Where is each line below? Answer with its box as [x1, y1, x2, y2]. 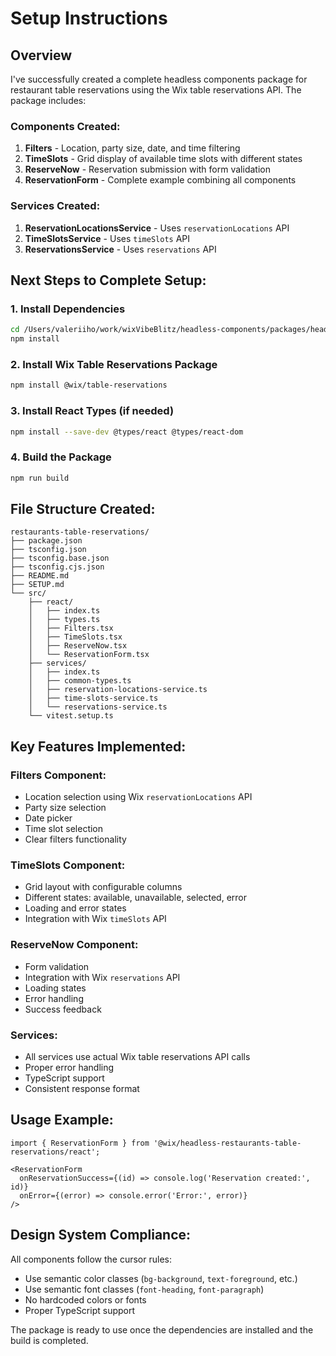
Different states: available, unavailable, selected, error [24, 892, 247, 904]
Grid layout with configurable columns [24, 881, 183, 893]
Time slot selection [24, 823, 104, 835]
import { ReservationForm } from [10, 1138, 150, 1148]
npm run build [10, 473, 70, 483]
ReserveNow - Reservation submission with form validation [24, 163, 271, 176]
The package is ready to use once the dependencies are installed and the [10, 1323, 314, 1336]
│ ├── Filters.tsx [28, 623, 114, 634]
